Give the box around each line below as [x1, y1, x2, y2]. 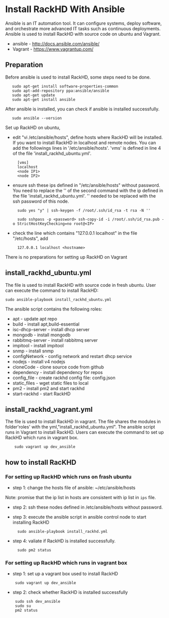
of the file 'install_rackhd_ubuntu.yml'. [12, 150, 92, 156]
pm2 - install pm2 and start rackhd [12, 385, 85, 391]
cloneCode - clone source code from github [12, 364, 104, 370]
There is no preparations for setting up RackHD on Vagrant [5, 254, 128, 260]
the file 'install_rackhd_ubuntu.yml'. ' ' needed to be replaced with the [12, 193, 156, 199]
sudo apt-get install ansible [12, 97, 76, 102]
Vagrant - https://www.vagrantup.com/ [12, 46, 94, 52]
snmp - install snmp [12, 348, 54, 354]
